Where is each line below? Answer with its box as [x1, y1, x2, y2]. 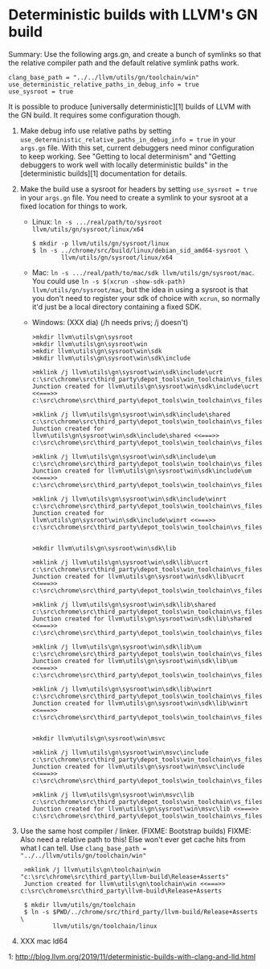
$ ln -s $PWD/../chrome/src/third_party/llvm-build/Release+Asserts [23, 908, 259, 916]
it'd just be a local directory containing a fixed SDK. [31, 302, 202, 311]
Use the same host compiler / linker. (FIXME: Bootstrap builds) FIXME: [19, 826, 252, 835]
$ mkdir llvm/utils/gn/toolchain [23, 901, 136, 909]
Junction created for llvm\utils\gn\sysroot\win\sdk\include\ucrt [31, 382, 260, 390]
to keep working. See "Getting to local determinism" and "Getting [19, 151, 236, 161]
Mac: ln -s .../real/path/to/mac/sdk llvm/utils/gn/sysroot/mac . [31, 267, 255, 277]
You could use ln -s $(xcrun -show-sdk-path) [31, 276, 186, 286]
